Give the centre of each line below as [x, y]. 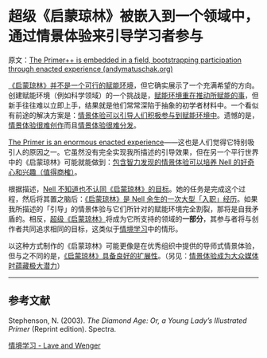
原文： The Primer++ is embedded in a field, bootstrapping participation [125, 60]
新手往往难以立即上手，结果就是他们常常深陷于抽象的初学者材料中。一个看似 [133, 105]
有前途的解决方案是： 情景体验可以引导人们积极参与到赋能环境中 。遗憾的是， [133, 115]
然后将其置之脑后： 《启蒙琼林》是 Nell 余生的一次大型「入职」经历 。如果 [140, 199]
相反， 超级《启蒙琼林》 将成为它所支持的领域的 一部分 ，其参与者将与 [140, 218]
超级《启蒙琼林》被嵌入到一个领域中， [134, 16]
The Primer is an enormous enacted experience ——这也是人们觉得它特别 [128, 142]
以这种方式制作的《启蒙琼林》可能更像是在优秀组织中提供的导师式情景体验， [133, 246]
